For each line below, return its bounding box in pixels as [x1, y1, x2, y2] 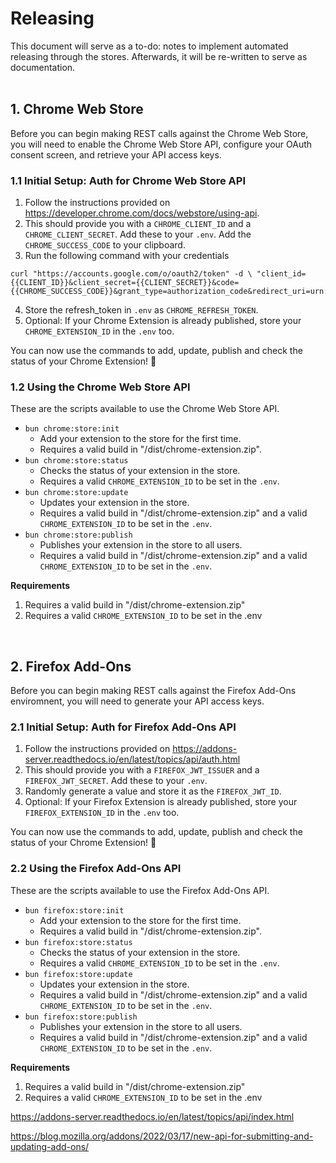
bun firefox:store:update [24, 969, 133, 979]
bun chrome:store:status [24, 456, 129, 466]
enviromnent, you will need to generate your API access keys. [10, 695, 265, 707]
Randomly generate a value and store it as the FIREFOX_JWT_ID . [24, 785, 282, 797]
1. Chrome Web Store [10, 101, 144, 118]
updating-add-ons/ [10, 1140, 90, 1152]
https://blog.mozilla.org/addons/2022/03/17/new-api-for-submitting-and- [10, 1130, 314, 1142]
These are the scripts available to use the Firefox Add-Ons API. [10, 884, 270, 896]
